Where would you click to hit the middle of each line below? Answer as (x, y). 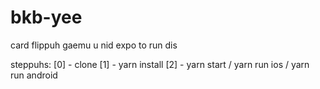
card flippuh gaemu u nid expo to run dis (94, 45)
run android (34, 75)
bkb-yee (46, 17)
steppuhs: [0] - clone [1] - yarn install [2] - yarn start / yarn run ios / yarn (160, 64)
